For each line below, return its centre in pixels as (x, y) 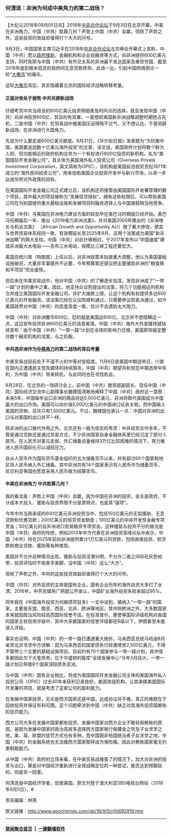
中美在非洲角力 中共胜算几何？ (37, 484)
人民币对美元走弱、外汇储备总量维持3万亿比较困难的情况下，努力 (92, 441)
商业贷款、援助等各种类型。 (43, 546)
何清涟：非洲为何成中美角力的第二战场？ (55, 8)
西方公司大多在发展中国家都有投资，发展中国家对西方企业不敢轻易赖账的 (81, 723)
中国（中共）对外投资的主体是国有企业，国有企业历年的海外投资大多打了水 (84, 585)
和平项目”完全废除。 (27, 269)
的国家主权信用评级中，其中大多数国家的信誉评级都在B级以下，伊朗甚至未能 (85, 621)
